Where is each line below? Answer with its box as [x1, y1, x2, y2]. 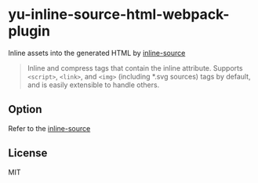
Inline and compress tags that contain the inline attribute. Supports [27, 63, 243, 72]
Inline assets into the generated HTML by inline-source [8, 48, 186, 57]
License [8, 147, 48, 160]
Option [8, 103, 42, 116]
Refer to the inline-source [8, 123, 91, 133]
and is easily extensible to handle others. [27, 80, 160, 90]
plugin [8, 22, 51, 40]
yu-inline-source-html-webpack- [8, 5, 230, 24]
